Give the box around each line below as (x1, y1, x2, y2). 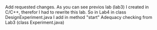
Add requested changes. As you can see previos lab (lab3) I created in (5, 4, 149, 10)
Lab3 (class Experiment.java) (5, 19, 64, 25)
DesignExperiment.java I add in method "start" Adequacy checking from (5, 15, 153, 20)
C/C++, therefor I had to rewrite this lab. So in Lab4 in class (5, 9, 126, 15)
